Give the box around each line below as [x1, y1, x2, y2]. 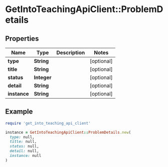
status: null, [10, 144, 39, 149]
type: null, [10, 134, 35, 139]
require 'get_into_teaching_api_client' [5, 121, 91, 126]
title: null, [10, 139, 37, 144]
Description [56, 49, 85, 56]
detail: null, [10, 148, 39, 154]
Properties [5, 34, 39, 43]
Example [5, 107, 33, 116]
